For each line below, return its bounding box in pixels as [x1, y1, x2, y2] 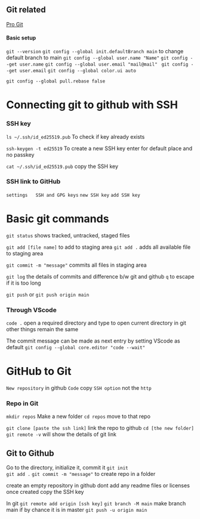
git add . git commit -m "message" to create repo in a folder [6, 471, 156, 478]
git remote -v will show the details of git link [6, 431, 116, 438]
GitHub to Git [6, 365, 72, 378]
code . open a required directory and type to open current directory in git [6, 319, 186, 326]
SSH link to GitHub [6, 178, 61, 186]
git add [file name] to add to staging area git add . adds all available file [6, 243, 191, 251]
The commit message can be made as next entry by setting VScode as [6, 337, 180, 344]
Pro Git [6, 20, 23, 28]
